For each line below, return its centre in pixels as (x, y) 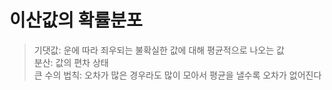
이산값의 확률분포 (76, 20)
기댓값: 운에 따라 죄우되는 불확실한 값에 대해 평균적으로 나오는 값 (159, 50)
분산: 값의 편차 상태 (71, 62)
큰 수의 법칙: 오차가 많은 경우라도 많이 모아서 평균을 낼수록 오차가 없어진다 (177, 75)
